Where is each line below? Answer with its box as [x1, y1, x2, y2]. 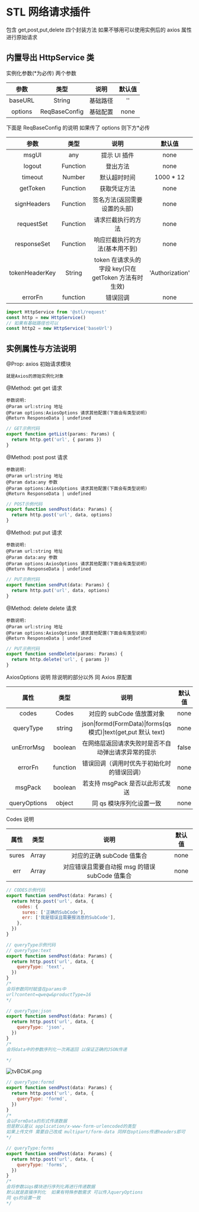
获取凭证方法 [99, 184, 136, 193]
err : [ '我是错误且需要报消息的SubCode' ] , [21, 915, 116, 921]
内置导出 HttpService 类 [6, 53, 95, 63]
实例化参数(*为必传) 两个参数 [6, 69, 77, 77]
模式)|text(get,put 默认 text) [88, 728, 165, 736]
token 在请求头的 [94, 256, 141, 264]
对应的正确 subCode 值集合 [70, 852, 147, 860]
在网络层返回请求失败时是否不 [82, 739, 166, 747]
